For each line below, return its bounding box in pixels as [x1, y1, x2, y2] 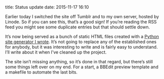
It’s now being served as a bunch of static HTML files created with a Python [5, 34, 159, 39]
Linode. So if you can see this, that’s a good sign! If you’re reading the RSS [5, 19, 157, 25]
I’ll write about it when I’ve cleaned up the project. [5, 49, 107, 55]
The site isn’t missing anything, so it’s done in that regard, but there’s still [5, 59, 153, 64]
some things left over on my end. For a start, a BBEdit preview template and [5, 64, 159, 70]
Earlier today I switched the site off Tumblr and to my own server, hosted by [5, 14, 159, 19]
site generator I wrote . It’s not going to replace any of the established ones [5, 39, 157, 45]
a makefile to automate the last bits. [5, 69, 78, 75]
